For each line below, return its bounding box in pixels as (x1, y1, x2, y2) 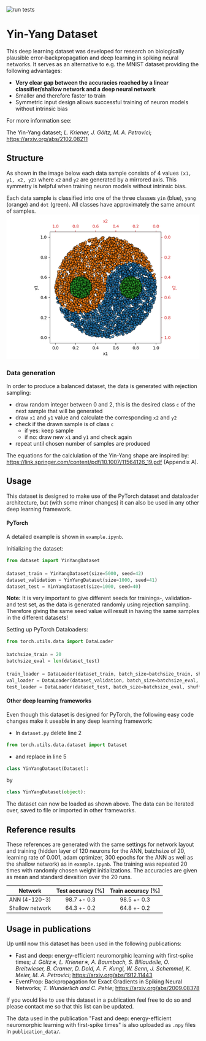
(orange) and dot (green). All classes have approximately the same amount (6, 200, 195, 208)
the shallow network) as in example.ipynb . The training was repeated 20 (6, 860, 188, 867)
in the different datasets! (6, 614, 69, 622)
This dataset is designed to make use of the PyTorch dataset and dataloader (6, 492, 199, 500)
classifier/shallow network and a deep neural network (15, 85, 156, 93)
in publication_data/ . (6, 1028, 61, 1035)
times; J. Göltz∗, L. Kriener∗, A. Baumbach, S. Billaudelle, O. (15, 958, 170, 966)
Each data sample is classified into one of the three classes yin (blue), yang (6, 194, 196, 202)
